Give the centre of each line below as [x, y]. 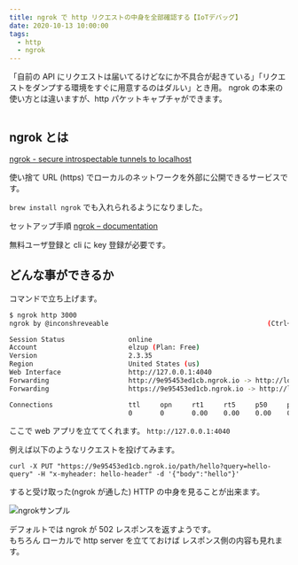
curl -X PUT [31, 467]
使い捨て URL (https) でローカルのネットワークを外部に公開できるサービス [145, 177]
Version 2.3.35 [81, 356]
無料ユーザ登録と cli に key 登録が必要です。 [90, 244]
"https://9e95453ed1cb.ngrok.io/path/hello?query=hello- [164, 467]
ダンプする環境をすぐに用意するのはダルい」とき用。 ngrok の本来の [158, 88]
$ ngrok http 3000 [43, 315]
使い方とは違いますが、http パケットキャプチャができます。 [118, 99]
